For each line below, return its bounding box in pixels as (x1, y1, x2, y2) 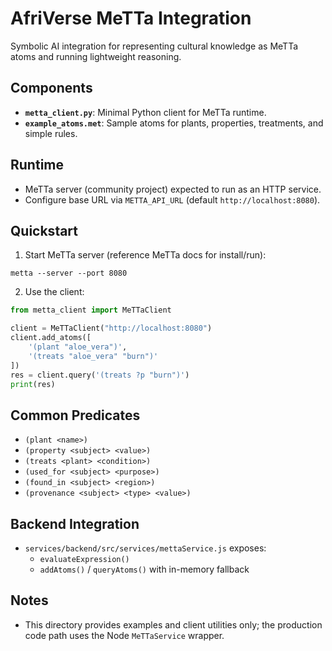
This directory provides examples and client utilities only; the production (24, 618, 323, 631)
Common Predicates (10, 407, 141, 424)
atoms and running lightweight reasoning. (10, 50, 182, 62)
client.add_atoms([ (10, 333, 92, 343)
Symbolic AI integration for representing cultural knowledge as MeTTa (10, 40, 299, 52)
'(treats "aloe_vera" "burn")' (28, 351, 159, 361)
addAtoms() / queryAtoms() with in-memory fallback (39, 563, 250, 575)
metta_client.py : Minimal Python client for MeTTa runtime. (24, 106, 267, 118)
